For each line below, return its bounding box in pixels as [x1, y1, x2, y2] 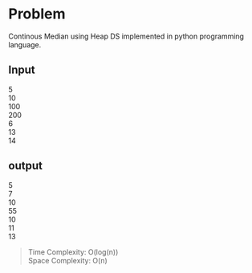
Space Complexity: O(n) [27, 255, 108, 265]
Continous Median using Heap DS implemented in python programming [8, 31, 245, 41]
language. [8, 39, 42, 49]
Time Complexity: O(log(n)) [27, 247, 119, 257]
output [8, 159, 43, 173]
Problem [8, 5, 66, 23]
